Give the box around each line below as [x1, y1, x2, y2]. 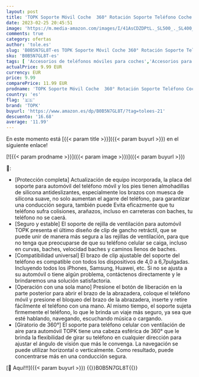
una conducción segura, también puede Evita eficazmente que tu [14, 201, 175, 208]
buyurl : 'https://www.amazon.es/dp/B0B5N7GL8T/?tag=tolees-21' [6, 108, 166, 114]
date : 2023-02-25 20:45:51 [6, 20, 73, 26]
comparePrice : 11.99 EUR [6, 81, 68, 87]
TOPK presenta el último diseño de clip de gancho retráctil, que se [14, 227, 177, 234]
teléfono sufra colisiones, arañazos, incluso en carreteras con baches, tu [14, 208, 193, 215]
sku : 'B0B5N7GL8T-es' [6, 53, 60, 59]
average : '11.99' [6, 119, 49, 125]
